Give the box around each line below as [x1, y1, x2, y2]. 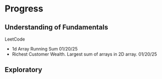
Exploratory [5, 65, 43, 74]
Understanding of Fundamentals [5, 23, 108, 31]
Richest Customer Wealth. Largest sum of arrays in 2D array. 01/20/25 [12, 51, 157, 57]
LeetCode [5, 36, 26, 42]
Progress [5, 3, 44, 14]
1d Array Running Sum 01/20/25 [12, 46, 78, 51]
